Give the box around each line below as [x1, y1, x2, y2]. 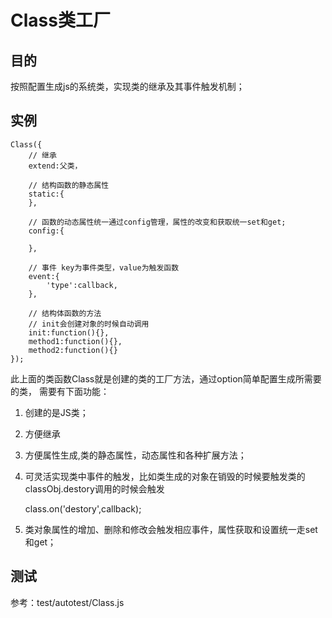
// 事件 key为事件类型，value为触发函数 [28, 262, 180, 273]
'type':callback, [46, 280, 118, 290]
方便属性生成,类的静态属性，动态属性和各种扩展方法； [24, 449, 247, 461]
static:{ [28, 189, 65, 199]
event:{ [28, 271, 60, 281]
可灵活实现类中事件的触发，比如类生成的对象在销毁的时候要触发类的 [24, 470, 306, 482]
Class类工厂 [10, 9, 111, 32]
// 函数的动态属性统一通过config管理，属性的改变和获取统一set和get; [28, 217, 287, 227]
